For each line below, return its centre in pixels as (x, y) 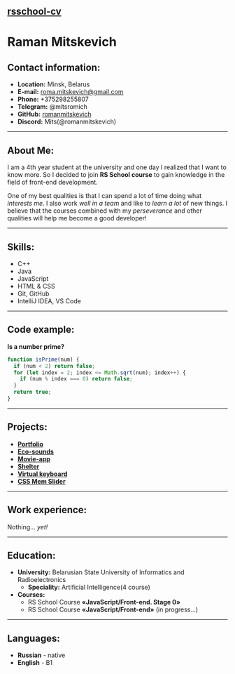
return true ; (33, 392)
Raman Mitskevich (62, 42)
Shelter (28, 466)
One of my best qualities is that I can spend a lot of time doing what (105, 196)
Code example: (41, 330)
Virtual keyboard (42, 474)
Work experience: (47, 510)
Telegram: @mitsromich (52, 107)
